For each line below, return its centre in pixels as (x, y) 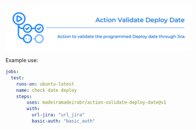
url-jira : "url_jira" (58, 115)
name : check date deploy (46, 90)
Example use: (22, 60)
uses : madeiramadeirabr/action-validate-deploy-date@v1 (97, 102)
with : (34, 109)
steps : (24, 96)
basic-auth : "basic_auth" (63, 121)
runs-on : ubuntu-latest (45, 84)
